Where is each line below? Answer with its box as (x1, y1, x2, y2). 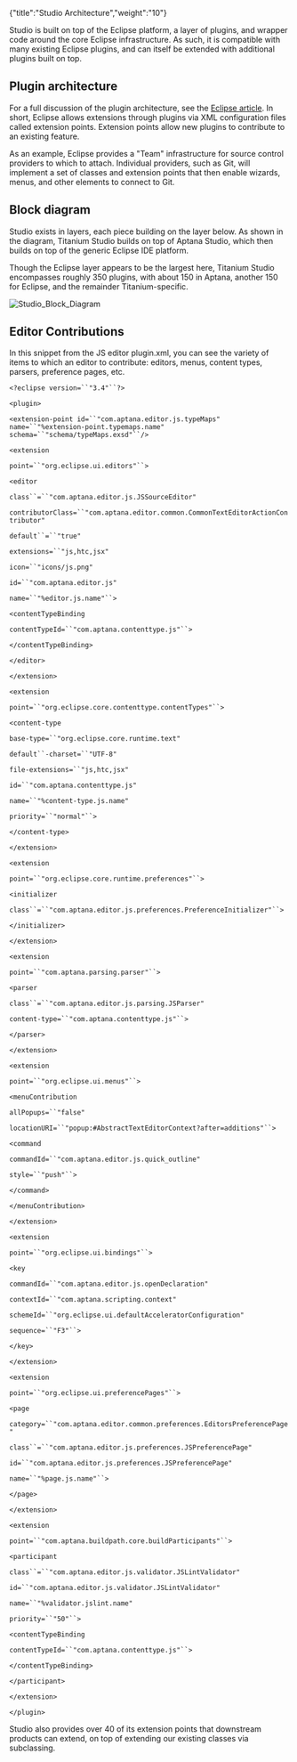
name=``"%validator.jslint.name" (9, 1599, 133, 1608)
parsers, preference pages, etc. (9, 367, 125, 378)
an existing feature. (9, 131, 80, 142)
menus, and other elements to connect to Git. (9, 176, 175, 187)
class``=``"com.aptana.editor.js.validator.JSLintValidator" (9, 1568, 241, 1577)
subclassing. (9, 1742, 56, 1753)
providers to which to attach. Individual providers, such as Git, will (9, 158, 251, 168)
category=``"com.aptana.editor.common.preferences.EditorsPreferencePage (9, 1420, 289, 1429)
